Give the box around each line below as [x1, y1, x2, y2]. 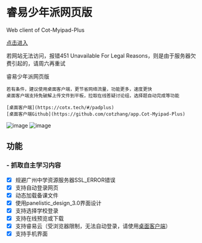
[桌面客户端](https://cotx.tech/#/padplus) [6, 104, 114, 110]
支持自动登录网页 [15, 183, 59, 191]
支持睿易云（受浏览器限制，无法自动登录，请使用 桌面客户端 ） [15, 222, 171, 229]
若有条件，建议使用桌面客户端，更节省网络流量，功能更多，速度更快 [6, 86, 152, 92]
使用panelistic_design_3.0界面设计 [15, 199, 102, 206]
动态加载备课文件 [15, 191, 59, 199]
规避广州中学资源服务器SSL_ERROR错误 [15, 176, 116, 183]
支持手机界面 [15, 230, 48, 237]
